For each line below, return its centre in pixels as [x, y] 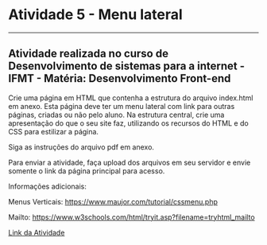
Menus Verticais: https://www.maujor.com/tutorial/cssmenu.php [113, 201]
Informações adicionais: [48, 186]
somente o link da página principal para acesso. [87, 171]
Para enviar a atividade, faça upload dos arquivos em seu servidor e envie [130, 162]
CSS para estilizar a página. [54, 131]
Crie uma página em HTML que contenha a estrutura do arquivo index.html [131, 98]
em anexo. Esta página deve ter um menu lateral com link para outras [122, 106]
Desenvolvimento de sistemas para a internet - [126, 66]
